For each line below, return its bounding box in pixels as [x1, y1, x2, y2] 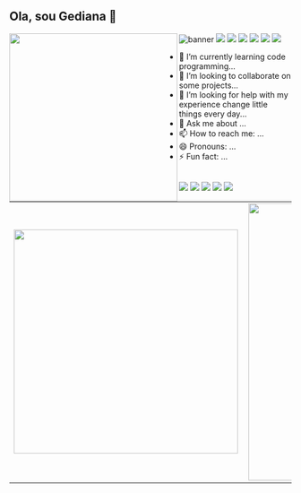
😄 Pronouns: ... [178, 141, 236, 151]
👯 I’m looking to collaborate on [178, 70, 291, 81]
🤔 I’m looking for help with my [178, 89, 288, 99]
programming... [178, 60, 236, 72]
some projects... [178, 80, 239, 91]
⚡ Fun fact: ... [178, 151, 228, 161]
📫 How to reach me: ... [178, 127, 264, 139]
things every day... [178, 108, 247, 119]
